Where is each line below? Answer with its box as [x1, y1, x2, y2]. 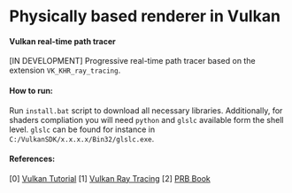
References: [9, 153, 56, 165]
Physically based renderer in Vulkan [9, 6, 281, 27]
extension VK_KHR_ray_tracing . [9, 65, 121, 76]
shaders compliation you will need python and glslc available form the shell [9, 114, 284, 125]
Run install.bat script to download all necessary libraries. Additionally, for [9, 104, 283, 116]
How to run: [9, 85, 53, 96]
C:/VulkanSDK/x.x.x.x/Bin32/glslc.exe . [9, 133, 155, 143]
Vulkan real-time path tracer [9, 35, 117, 46]
